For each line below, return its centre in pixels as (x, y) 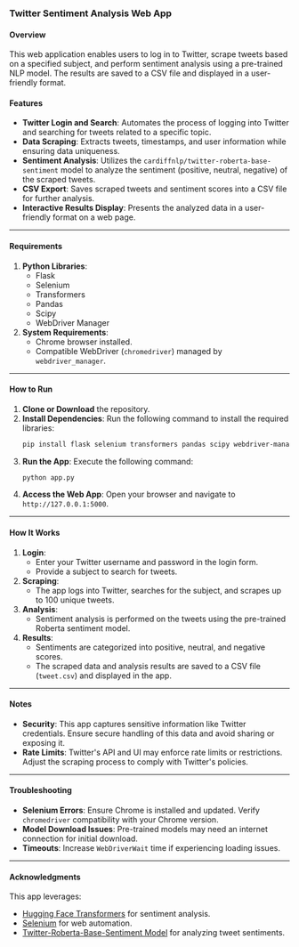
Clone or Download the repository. (86, 409)
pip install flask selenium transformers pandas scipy (126, 444)
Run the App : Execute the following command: (108, 461)
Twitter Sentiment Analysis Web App (90, 13)
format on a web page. (94, 217)
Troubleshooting (41, 790)
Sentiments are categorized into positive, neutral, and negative (150, 647)
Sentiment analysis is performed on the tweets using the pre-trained (161, 619)
